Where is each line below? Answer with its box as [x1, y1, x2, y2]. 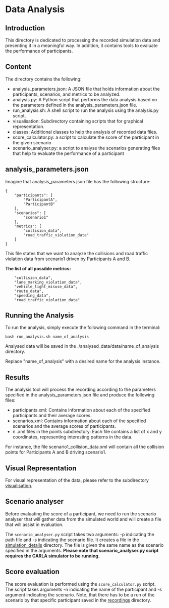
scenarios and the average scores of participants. [12, 423, 116, 429]
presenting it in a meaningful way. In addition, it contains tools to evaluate [5, 43, 158, 49]
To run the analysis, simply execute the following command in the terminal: [5, 325, 160, 331]
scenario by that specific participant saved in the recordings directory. [5, 597, 151, 603]
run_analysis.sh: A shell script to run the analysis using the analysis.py [12, 107, 159, 113]
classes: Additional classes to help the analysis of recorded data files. [12, 129, 158, 135]
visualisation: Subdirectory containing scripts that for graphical [12, 118, 143, 124]
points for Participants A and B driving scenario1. [5, 449, 106, 455]
